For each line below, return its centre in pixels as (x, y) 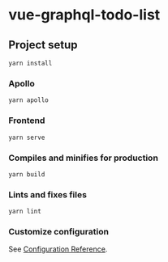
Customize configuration (59, 232)
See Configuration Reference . (58, 249)
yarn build (27, 174)
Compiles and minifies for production (83, 158)
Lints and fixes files (48, 194)
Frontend (27, 120)
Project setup (43, 45)
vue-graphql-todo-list (84, 15)
